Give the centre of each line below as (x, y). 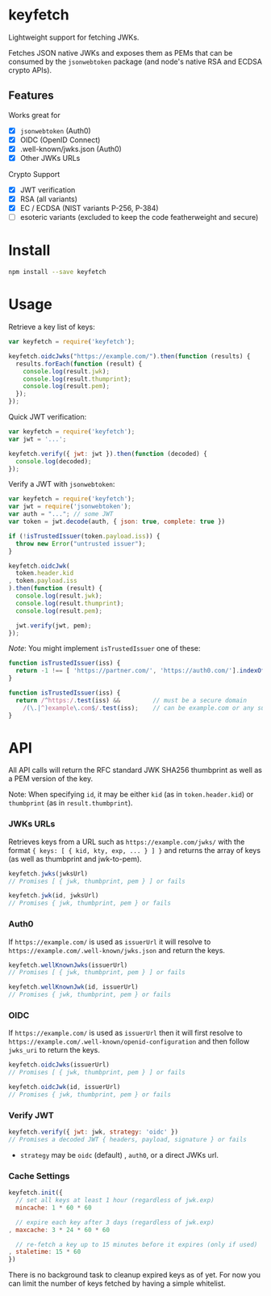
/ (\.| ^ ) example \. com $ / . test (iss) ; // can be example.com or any (138, 708)
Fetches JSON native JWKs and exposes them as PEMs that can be (121, 53)
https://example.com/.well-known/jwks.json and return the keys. (117, 950)
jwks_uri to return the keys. (54, 1050)
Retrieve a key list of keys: (52, 327)
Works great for (34, 115)
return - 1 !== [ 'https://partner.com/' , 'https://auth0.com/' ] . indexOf (140, 671)
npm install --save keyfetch (57, 272)
